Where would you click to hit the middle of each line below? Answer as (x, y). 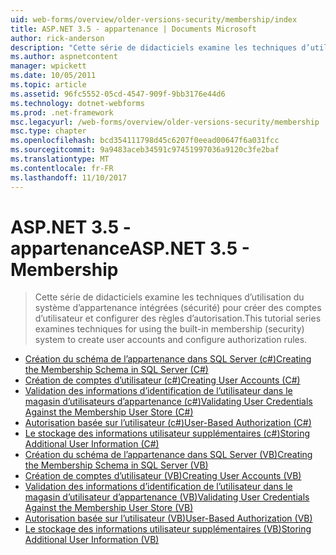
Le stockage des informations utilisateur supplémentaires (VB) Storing (168, 529)
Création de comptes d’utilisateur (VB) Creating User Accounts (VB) (163, 476)
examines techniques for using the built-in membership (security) (169, 329)
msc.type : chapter (48, 131)
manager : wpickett (48, 66)
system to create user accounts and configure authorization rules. (171, 340)
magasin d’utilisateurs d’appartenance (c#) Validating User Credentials (168, 402)
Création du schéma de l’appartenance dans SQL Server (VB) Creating (168, 455)
